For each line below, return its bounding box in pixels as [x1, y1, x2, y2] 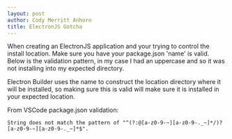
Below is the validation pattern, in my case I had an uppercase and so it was [7, 57, 225, 65]
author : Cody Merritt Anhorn [7, 17, 92, 24]
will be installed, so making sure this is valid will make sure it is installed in [7, 85, 219, 94]
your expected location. [7, 92, 75, 101]
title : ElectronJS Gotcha [7, 23, 82, 30]
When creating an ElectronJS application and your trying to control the [7, 42, 210, 51]
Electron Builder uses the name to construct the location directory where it [7, 78, 222, 86]
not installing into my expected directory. [7, 64, 125, 73]
